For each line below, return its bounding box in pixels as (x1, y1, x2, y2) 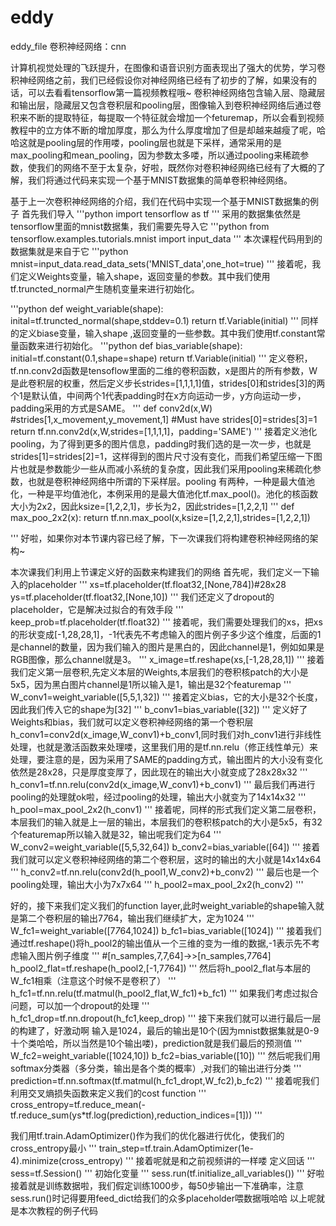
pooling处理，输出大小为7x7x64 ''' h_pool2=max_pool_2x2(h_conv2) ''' (10, 878, 304, 890)
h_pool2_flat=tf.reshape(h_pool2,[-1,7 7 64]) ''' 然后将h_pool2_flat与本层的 (10, 962, 311, 974)
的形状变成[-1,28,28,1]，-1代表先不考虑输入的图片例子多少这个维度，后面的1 (10, 628, 322, 640)
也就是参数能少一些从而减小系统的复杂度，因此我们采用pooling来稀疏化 (18, 462, 313, 475)
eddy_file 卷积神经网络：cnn (10, 40, 127, 52)
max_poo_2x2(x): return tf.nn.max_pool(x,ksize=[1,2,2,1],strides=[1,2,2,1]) (10, 511, 311, 523)
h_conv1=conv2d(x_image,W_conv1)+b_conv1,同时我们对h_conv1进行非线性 (10, 728, 322, 740)
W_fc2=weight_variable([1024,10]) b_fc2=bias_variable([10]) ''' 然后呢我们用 (10, 1049, 321, 1061)
